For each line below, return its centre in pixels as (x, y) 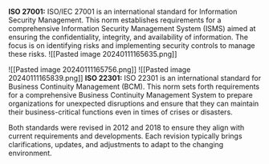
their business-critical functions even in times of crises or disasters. (120, 112)
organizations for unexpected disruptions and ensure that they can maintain (134, 104)
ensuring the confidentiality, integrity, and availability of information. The (128, 37)
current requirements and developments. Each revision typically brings (125, 136)
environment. (30, 153)
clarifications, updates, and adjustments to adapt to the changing (116, 144)
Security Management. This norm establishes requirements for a (115, 20)
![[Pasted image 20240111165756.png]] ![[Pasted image (100, 70)
